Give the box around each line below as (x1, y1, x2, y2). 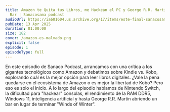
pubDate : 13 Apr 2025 (5, 21, 51, 27)
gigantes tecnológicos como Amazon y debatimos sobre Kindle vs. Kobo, (5, 69, 158, 75)
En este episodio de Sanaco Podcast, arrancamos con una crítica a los (5, 64, 153, 70)
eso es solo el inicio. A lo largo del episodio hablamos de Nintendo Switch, (5, 85, 160, 91)
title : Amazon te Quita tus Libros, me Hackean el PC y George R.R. (5, 7, 153, 13)
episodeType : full (5, 49, 44, 54)
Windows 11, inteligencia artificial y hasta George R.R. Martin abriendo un (5, 95, 157, 101)
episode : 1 (5, 45, 28, 50)
